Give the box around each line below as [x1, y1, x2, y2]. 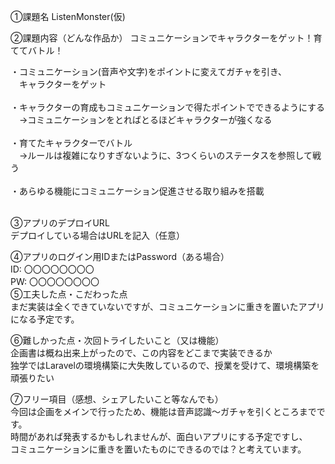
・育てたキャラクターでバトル [10, 137, 133, 149]
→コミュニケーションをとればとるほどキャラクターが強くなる [18, 114, 273, 125]
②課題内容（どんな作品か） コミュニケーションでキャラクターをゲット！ [10, 32, 314, 44]
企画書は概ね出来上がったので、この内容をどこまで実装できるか [10, 347, 273, 359]
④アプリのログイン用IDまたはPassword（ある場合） [10, 251, 230, 262]
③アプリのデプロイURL [10, 217, 110, 229]
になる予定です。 [10, 313, 80, 325]
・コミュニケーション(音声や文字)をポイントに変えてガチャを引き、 [10, 66, 288, 77]
